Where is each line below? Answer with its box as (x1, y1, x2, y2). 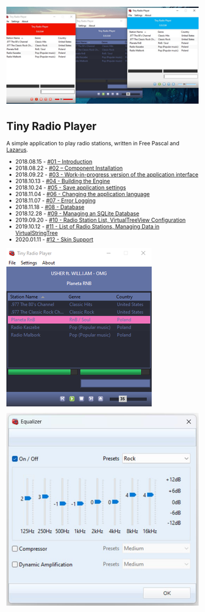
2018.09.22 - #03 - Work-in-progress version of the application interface (15, 170, 199, 178)
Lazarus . (6, 146, 29, 153)
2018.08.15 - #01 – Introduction (15, 158, 93, 165)
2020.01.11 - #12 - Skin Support (15, 236, 93, 243)
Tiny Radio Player (6, 120, 97, 133)
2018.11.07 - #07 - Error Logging (15, 197, 96, 204)
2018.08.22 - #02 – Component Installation (15, 164, 123, 172)
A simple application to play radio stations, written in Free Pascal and (6, 139, 180, 147)
